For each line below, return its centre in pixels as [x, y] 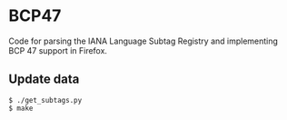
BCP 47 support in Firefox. [58, 50]
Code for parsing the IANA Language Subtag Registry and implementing [143, 41]
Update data [44, 80]
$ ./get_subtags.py [45, 100]
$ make [21, 108]
